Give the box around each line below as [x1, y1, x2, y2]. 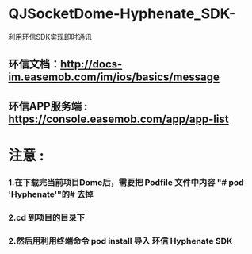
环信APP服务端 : [8, 99, 88, 113]
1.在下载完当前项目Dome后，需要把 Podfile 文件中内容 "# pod [8, 176, 244, 187]
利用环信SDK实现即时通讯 [8, 32, 93, 41]
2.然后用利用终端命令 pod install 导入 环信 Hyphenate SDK [8, 235, 233, 246]
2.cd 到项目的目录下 [8, 212, 86, 223]
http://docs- [60, 57, 123, 71]
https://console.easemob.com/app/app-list [8, 112, 229, 125]
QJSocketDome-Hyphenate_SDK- [8, 5, 236, 23]
